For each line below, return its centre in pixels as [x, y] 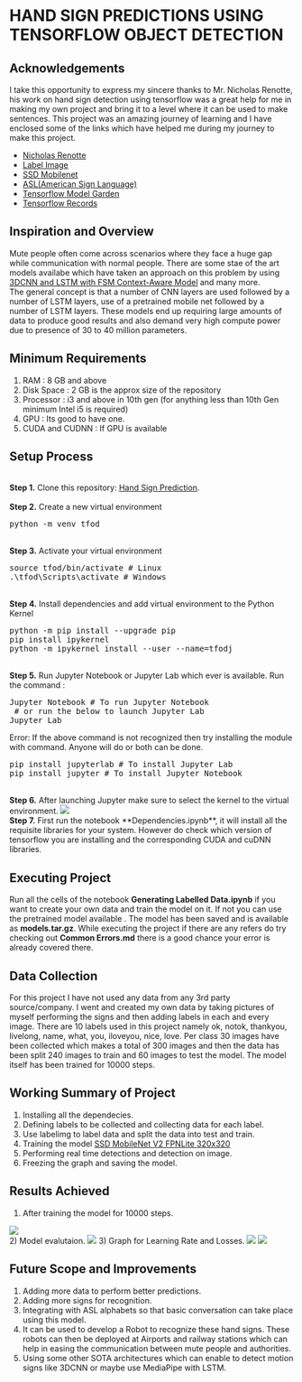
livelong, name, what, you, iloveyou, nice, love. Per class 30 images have [144, 1036]
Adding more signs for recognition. [87, 1300]
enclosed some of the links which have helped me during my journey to [142, 128]
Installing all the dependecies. [78, 1115]
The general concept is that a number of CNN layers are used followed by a [150, 292]
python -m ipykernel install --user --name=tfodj [121, 649]
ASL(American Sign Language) [80, 184]
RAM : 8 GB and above [64, 380]
